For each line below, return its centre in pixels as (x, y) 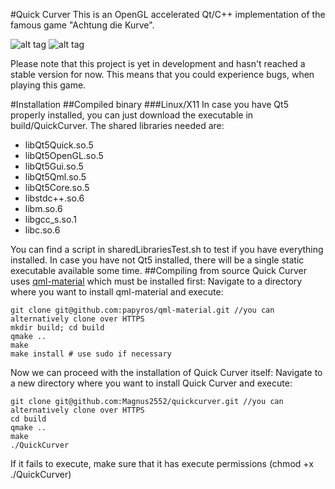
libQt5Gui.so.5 (54, 166)
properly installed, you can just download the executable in (132, 115)
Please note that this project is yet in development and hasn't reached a (158, 63)
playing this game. (48, 85)
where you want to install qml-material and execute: (117, 292)
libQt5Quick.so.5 (59, 145)
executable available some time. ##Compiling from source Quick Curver (158, 270)
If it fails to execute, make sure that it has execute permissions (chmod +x (162, 463)
